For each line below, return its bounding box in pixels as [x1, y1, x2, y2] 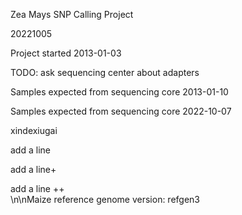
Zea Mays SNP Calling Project [10, 9, 134, 20]
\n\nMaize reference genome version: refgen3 [10, 194, 201, 205]
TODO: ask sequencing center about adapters [10, 67, 200, 78]
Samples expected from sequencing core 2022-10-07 [10, 105, 232, 117]
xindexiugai [10, 125, 58, 136]
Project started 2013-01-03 [10, 47, 122, 59]
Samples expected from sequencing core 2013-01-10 [10, 86, 229, 98]
